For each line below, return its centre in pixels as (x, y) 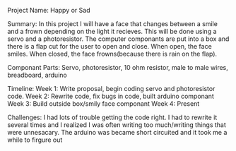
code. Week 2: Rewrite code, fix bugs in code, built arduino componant (111, 96)
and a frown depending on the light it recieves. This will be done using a (112, 31)
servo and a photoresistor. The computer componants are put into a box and (118, 39)
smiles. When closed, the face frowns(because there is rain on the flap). (112, 54)
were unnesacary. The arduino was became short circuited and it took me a (117, 132)
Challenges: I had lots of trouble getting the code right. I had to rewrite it (112, 117)
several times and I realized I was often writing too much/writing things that (117, 125)
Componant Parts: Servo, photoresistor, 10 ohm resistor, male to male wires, (118, 67)
